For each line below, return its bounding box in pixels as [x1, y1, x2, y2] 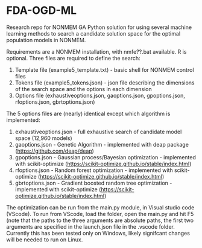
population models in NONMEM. [6, 36, 86, 43]
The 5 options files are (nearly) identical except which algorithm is [6, 110, 171, 117]
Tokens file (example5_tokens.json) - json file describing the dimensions [14, 79, 195, 86]
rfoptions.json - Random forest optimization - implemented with [14, 167, 173, 174]
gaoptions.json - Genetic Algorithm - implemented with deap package [14, 141, 189, 148]
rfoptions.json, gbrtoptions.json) [14, 98, 95, 106]
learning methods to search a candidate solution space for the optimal [6, 30, 181, 37]
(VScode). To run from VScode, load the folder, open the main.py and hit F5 [6, 210, 194, 217]
